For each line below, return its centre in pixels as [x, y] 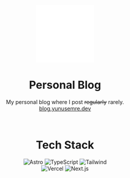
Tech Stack [65, 145]
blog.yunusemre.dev [65, 108]
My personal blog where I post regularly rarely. [65, 102]
